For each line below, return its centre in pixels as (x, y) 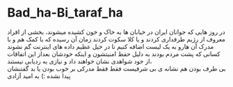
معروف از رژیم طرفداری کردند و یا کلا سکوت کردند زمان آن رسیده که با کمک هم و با (116, 39)
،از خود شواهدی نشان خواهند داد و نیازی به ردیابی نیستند (80, 61)
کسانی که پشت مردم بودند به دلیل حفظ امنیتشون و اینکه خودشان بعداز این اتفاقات (114, 54)
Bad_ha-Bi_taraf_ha (65, 13)
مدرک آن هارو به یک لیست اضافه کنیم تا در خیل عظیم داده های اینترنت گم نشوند (111, 46)
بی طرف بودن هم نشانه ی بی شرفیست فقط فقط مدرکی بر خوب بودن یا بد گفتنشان (116, 68)
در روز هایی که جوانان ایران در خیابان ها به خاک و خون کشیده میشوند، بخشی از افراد (116, 32)
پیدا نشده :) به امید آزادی (39, 76)
